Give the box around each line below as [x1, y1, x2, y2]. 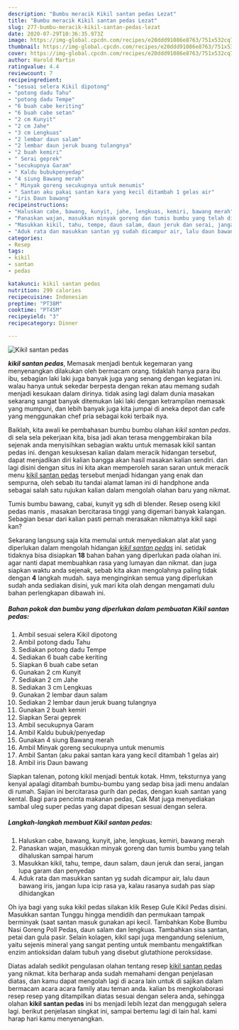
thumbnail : [8, 43, 40, 50]
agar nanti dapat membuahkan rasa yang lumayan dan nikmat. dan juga [8, 558, 217, 567]
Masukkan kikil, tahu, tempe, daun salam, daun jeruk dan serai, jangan [18, 858, 224, 867]
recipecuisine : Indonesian [8, 293, 88, 301]
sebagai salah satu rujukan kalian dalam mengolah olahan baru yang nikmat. [8, 486, 231, 494]
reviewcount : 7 [8, 69, 53, 77]
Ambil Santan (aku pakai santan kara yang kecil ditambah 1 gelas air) [18, 751, 219, 759]
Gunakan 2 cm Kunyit [18, 668, 82, 676]
